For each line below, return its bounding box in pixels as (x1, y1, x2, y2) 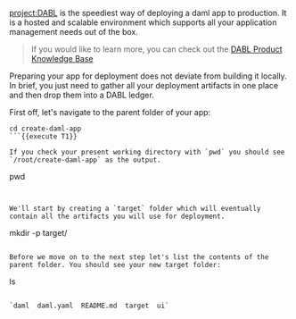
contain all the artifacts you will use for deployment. (9, 212, 226, 221)
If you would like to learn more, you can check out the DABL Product (30, 44, 283, 55)
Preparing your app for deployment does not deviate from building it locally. (9, 71, 287, 81)
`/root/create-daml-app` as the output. (9, 155, 162, 164)
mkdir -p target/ (9, 228, 68, 238)
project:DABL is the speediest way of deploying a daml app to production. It (9, 8, 287, 18)
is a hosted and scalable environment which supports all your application (9, 17, 277, 28)
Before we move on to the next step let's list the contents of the (9, 253, 269, 262)
